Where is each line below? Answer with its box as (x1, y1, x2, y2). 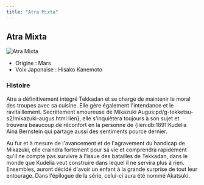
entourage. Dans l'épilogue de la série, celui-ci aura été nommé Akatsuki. (6, 172, 191, 179)
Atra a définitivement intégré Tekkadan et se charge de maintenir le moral (6, 95, 191, 103)
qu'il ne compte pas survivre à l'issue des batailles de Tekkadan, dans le (6, 152, 188, 159)
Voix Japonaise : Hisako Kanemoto (15, 66, 102, 73)
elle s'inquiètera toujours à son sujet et (82, 114, 180, 122)
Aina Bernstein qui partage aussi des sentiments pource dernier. (6, 128, 167, 135)
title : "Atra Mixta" (6, 9, 59, 15)
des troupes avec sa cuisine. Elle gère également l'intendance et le (6, 101, 174, 109)
